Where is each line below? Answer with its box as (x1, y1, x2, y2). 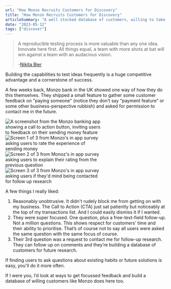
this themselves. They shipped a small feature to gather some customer (5, 92, 156, 98)
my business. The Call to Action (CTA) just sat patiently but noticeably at (12, 203, 165, 210)
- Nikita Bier (17, 61, 42, 68)
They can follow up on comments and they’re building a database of (12, 242, 156, 248)
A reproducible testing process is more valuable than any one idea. (17, 40, 159, 47)
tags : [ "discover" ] (5, 27, 47, 32)
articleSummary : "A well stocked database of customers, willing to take (5, 17, 166, 22)
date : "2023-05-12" (5, 22, 47, 27)
